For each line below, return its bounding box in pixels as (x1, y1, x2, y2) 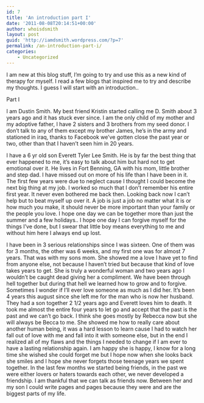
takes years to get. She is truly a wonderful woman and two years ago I (6, 267, 185, 274)
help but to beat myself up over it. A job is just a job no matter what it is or (6, 197, 192, 204)
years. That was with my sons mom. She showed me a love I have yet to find (6, 254, 198, 261)
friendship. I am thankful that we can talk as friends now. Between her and (6, 377, 193, 384)
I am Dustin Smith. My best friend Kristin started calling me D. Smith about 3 (6, 107, 197, 114)
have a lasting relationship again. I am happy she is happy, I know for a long (6, 345, 196, 352)
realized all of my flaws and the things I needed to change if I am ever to (6, 338, 188, 345)
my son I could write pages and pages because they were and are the (6, 383, 181, 390)
